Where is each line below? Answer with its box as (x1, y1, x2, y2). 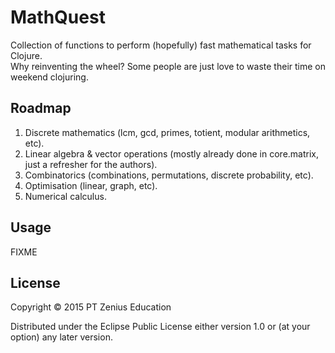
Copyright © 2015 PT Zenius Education (10, 301, 172, 313)
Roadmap (10, 100, 72, 117)
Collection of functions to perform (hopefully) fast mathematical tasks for (10, 39, 312, 51)
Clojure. (10, 49, 43, 61)
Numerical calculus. (24, 190, 107, 202)
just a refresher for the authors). (24, 158, 158, 170)
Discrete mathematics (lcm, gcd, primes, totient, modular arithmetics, (24, 126, 311, 138)
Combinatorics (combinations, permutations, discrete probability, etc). (24, 169, 314, 181)
